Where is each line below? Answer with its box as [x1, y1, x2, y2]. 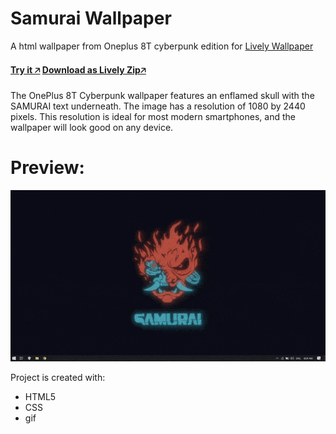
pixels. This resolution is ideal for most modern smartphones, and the [10, 111, 296, 123]
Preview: [10, 157, 85, 179]
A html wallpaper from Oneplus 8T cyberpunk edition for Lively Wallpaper [10, 40, 314, 52]
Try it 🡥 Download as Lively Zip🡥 [10, 63, 147, 76]
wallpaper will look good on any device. [10, 122, 174, 134]
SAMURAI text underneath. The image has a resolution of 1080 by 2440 [10, 100, 306, 112]
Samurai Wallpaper [10, 7, 172, 30]
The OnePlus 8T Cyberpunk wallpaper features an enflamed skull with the [10, 90, 315, 102]
